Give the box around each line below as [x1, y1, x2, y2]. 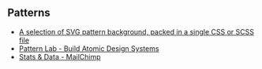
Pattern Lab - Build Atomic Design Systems [18, 43, 159, 53]
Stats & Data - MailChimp [18, 52, 101, 61]
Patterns [7, 6, 51, 20]
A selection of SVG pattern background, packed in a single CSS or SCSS [18, 27, 254, 36]
